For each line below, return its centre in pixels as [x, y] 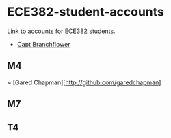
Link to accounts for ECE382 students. [61, 31]
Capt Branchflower [43, 44]
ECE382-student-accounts [85, 12]
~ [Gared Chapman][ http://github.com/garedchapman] [84, 82]
